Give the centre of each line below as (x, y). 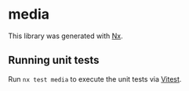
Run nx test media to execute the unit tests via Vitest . (95, 79)
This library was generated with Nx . (65, 36)
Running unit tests (54, 60)
